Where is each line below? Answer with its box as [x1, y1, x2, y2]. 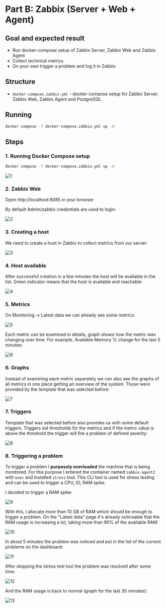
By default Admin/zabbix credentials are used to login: [5, 206, 116, 213]
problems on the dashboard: [5, 544, 63, 550]
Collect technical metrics [12, 58, 64, 63]
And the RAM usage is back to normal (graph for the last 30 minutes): [5, 588, 148, 594]
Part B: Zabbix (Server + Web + [5, 3, 136, 15]
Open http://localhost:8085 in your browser [5, 197, 94, 203]
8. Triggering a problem [5, 452, 63, 459]
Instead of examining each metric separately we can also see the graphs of [5, 375, 160, 381]
